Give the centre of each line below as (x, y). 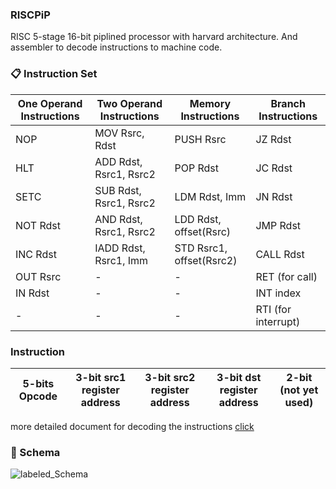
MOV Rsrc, (119, 133)
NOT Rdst (38, 225)
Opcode (38, 396)
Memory (210, 103)
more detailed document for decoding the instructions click (132, 426)
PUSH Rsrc (200, 139)
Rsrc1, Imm (121, 260)
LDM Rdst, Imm (210, 196)
